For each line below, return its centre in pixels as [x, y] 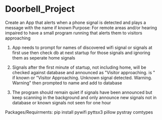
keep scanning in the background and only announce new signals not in [84, 97]
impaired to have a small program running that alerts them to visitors [74, 33]
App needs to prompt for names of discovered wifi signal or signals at [82, 47]
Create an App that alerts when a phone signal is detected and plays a [76, 22]
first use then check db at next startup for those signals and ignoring [81, 53]
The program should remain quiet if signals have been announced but [82, 92]
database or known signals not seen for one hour [61, 102]
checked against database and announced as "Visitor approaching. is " [83, 72]
